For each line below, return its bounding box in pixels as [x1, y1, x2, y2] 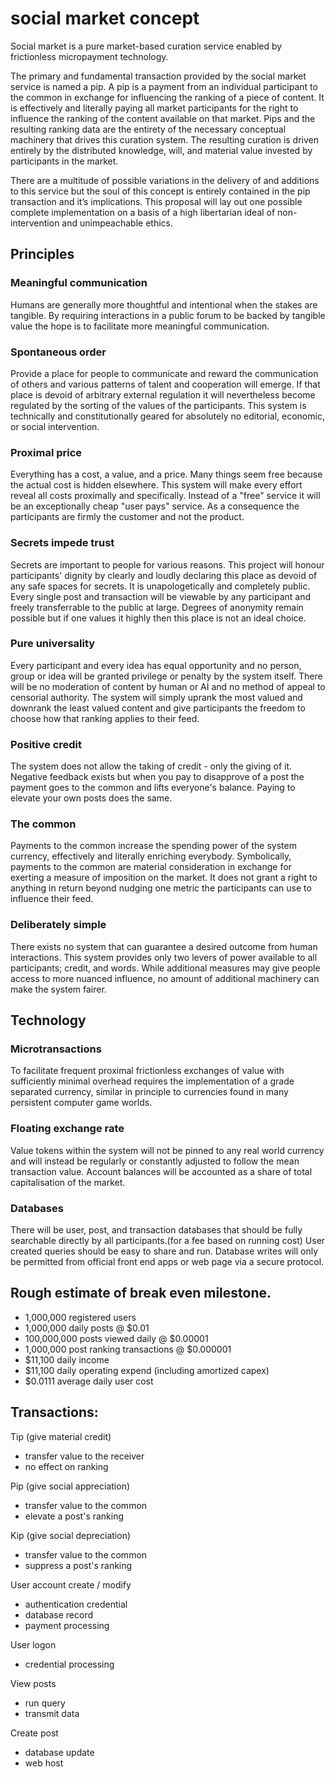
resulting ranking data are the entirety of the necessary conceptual [10, 123, 287, 135]
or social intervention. [10, 420, 100, 432]
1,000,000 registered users [24, 1311, 137, 1323]
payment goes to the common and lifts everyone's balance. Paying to [10, 782, 296, 794]
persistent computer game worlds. [10, 1097, 153, 1109]
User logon [10, 1638, 57, 1651]
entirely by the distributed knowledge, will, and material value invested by [10, 144, 313, 156]
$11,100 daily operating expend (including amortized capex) [24, 1364, 270, 1376]
